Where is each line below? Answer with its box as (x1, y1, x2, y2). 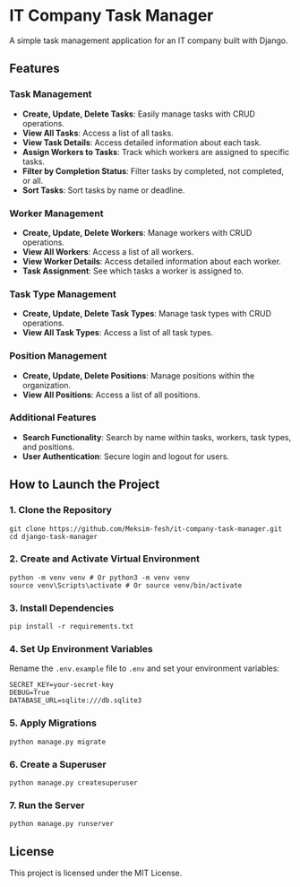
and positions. (21, 441, 75, 452)
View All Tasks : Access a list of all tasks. (21, 127, 175, 138)
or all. (21, 175, 44, 186)
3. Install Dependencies (9, 602, 115, 614)
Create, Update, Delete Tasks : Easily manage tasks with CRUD (21, 109, 255, 119)
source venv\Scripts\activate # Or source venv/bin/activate (9, 580, 243, 590)
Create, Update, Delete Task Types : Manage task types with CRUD (21, 309, 271, 319)
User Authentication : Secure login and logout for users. (21, 450, 230, 462)
